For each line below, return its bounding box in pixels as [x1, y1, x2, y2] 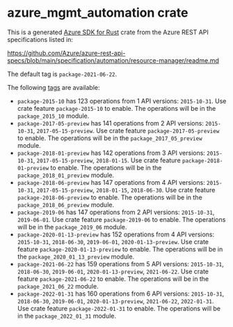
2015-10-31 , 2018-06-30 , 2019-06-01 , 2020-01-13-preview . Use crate [17, 237, 209, 245]
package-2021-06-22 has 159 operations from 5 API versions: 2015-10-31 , [17, 259, 224, 268]
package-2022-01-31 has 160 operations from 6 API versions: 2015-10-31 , [17, 289, 225, 298]
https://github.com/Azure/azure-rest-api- [7, 49, 126, 57]
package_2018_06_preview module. [17, 200, 115, 208]
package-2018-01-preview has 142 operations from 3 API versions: [17, 149, 205, 157]
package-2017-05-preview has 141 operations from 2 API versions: [17, 119, 204, 127]
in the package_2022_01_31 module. [17, 312, 117, 320]
